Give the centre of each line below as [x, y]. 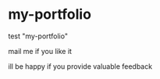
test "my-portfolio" [38, 36]
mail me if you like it [40, 51]
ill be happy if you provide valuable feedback [80, 66]
